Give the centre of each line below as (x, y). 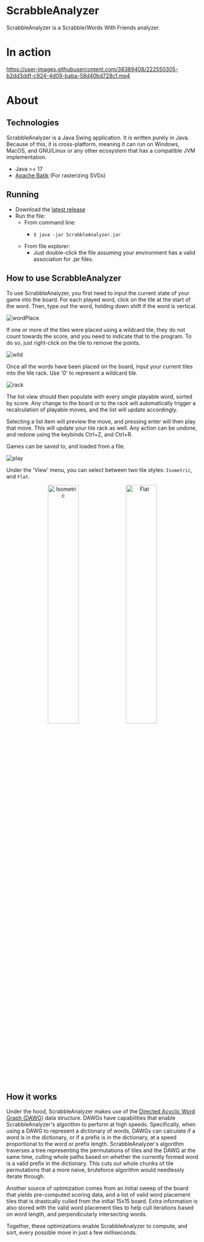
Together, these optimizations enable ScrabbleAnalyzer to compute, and (97, 1226)
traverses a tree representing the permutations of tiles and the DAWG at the (101, 1150)
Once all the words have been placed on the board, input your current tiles (100, 366)
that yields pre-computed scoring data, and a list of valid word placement (98, 1195)
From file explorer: (47, 246)
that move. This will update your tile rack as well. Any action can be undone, (102, 428)
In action (29, 52)
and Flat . (18, 476)
